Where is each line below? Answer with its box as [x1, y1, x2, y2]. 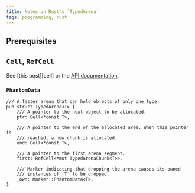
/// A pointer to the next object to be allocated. [17, 109, 147, 115]
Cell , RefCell [6, 56, 54, 66]
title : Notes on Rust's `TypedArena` [6, 8, 99, 15]
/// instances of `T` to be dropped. [17, 171, 110, 177]
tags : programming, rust [6, 14, 67, 20]
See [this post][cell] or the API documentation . [6, 72, 119, 79]
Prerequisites [6, 36, 57, 46]
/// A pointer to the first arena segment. [17, 150, 126, 156]
